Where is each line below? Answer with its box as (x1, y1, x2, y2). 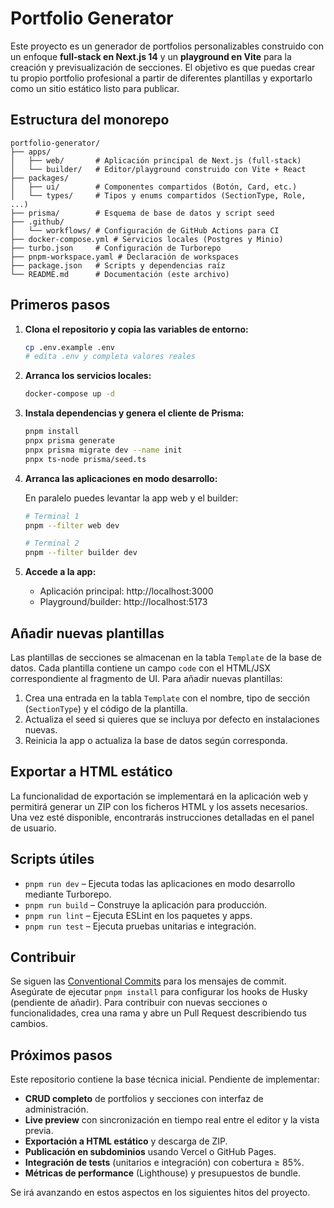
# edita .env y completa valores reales (24, 352, 196, 362)
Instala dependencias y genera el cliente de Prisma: (24, 407, 245, 419)
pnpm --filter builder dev (24, 548, 138, 558)
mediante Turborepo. (24, 888, 112, 900)
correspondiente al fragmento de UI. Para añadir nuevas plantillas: (10, 673, 283, 684)
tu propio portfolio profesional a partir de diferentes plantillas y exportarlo (10, 72, 313, 84)
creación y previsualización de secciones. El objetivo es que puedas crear (10, 61, 316, 73)
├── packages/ (10, 173, 70, 183)
